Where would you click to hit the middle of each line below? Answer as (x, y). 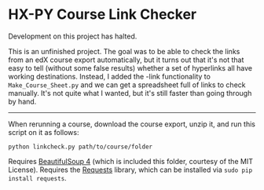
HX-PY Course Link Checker (103, 15)
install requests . (37, 177)
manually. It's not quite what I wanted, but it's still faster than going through (130, 93)
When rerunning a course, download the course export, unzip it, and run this (132, 124)
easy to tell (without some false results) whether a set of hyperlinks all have (130, 68)
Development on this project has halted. (73, 36)
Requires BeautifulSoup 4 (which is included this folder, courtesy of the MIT (131, 161)
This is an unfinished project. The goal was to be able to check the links (124, 51)
